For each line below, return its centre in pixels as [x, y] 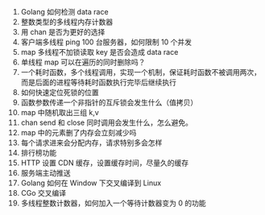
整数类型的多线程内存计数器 [67, 22]
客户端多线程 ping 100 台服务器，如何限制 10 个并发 [106, 42]
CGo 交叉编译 [43, 193]
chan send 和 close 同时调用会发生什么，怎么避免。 [106, 122]
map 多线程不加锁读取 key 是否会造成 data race [99, 52]
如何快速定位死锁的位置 [60, 92]
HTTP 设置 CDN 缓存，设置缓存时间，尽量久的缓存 [104, 163]
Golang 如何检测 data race [64, 12]
